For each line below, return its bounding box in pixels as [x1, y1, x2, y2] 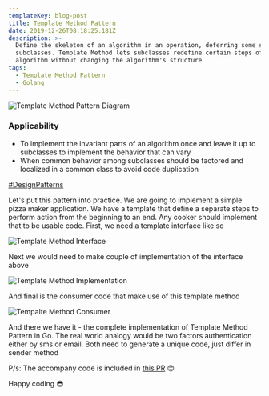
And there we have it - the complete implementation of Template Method [8, 322, 248, 332]
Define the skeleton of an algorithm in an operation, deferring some [15, 42, 256, 50]
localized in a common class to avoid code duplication [19, 164, 199, 174]
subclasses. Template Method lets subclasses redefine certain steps [15, 49, 252, 57]
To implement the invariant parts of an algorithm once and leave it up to [19, 138, 256, 148]
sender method [8, 347, 59, 357]
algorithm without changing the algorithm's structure [15, 57, 203, 65]
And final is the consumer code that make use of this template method [8, 291, 240, 301]
